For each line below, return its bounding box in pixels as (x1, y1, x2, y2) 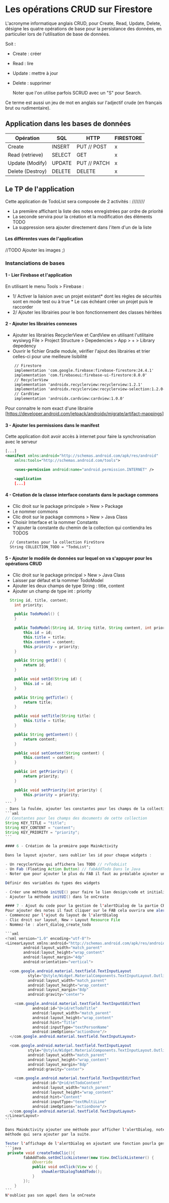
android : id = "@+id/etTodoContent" (32, 1080, 102, 1086)
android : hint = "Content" (32, 1094, 82, 1099)
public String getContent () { (14, 732, 78, 737)
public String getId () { (14, 658, 66, 663)
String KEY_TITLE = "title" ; (5, 820, 66, 826)
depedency (12, 343, 36, 349)
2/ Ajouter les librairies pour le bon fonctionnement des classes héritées (12, 309, 162, 315)
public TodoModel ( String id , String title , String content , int (14, 625, 152, 631)
